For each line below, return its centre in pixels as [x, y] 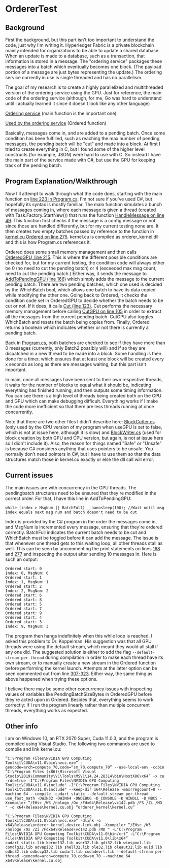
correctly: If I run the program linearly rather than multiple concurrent [78, 705]
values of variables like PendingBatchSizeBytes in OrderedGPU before [79, 694]
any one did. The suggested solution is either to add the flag [68, 652]
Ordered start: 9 [24, 613]
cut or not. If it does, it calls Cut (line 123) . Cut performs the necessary [79, 306]
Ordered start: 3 [24, 622]
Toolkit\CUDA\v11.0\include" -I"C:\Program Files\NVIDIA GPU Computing [82, 785]
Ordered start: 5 [24, 604]
